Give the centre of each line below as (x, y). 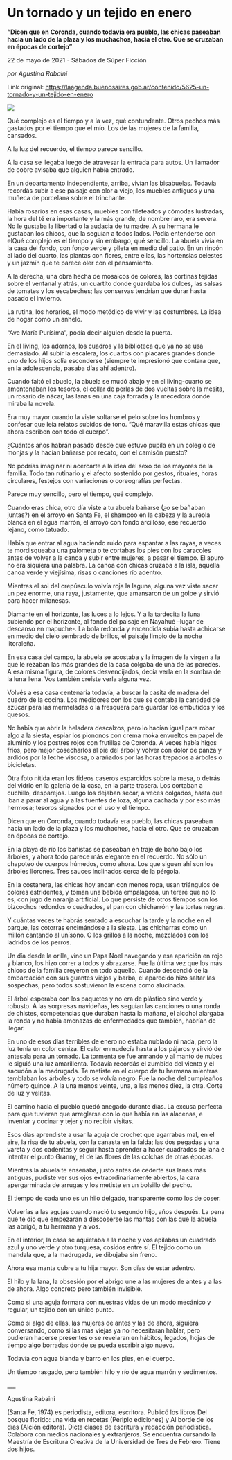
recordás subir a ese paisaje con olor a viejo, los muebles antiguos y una (111, 190)
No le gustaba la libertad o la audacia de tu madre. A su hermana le (103, 226)
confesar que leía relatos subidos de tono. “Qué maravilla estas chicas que (114, 424)
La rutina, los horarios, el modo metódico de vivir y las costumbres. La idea (114, 311)
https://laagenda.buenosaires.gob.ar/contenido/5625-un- (127, 87)
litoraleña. (21, 643)
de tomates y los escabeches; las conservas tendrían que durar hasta (107, 291)
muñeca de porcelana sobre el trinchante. (67, 197)
